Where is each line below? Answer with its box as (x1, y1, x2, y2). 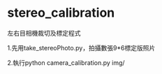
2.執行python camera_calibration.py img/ (7, 58, 125, 67)
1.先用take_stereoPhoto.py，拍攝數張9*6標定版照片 (7, 43, 156, 52)
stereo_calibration (7, 5, 115, 21)
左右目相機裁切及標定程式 (7, 29, 81, 37)
